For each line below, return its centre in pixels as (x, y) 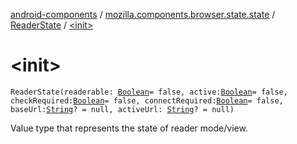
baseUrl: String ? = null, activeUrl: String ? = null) (122, 109)
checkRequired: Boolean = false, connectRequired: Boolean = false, (147, 100)
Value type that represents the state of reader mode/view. (129, 128)
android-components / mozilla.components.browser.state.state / (143, 14)
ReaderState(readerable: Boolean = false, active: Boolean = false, (149, 92)
